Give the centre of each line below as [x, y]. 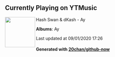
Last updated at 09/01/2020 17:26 [69, 38]
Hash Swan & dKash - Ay [61, 19]
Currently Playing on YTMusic [51, 8]
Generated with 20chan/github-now [73, 49]
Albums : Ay [47, 29]
